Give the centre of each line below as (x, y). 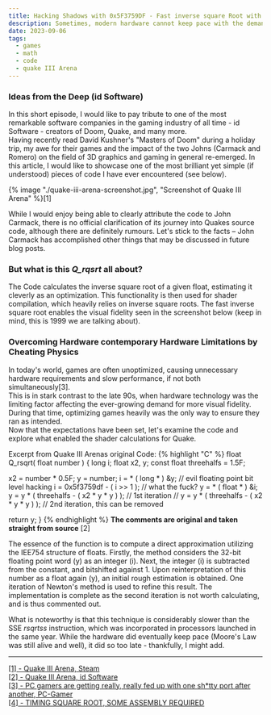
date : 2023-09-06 (38, 31)
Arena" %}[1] (30, 199)
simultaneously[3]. (40, 387)
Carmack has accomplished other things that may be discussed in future (129, 240)
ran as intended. (35, 421)
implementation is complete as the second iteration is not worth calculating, (134, 595)
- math (27, 53)
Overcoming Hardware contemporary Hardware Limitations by (133, 342)
